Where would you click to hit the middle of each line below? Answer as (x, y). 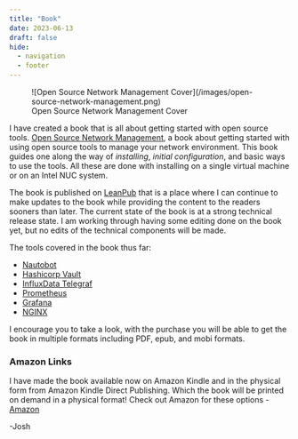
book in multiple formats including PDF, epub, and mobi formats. (127, 339)
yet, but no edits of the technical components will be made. (118, 230)
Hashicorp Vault (52, 274)
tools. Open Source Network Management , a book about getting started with (149, 137)
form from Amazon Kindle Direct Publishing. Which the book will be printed (147, 390)
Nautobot (39, 265)
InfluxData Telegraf (57, 283)
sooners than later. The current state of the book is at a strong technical (141, 212)
